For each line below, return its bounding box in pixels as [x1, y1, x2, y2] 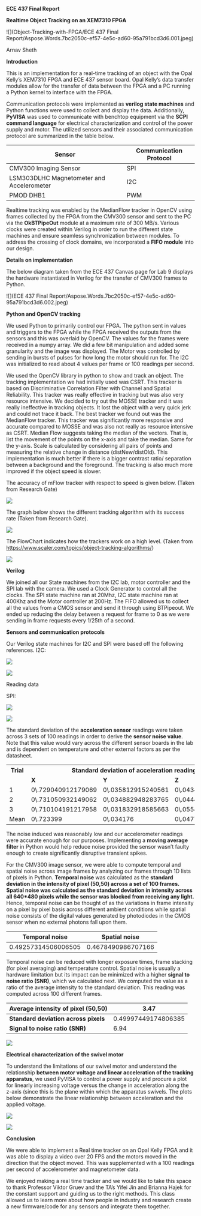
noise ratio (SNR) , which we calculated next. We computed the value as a [6, 978, 188, 984]
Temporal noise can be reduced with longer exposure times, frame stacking [6, 959, 193, 965]
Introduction [6, 58, 38, 65]
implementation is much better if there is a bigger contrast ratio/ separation [6, 455, 191, 462]
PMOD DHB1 [9, 191, 46, 199]
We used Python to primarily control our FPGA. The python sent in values [6, 322, 187, 329]
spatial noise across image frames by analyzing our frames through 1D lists [6, 867, 191, 874]
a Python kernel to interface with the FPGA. [6, 89, 113, 95]
